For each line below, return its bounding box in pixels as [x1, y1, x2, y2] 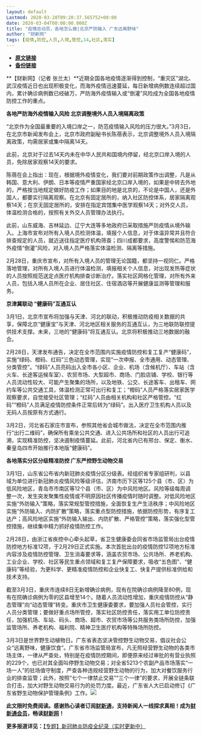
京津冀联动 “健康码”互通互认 [6, 300, 77, 307]
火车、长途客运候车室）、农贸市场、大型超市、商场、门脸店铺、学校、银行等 [6, 371, 194, 378]
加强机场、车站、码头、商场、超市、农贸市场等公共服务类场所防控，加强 [16, 616, 196, 623]
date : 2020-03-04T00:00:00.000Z [6, 20, 87, 26]
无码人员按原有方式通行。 [6, 409, 70, 416]
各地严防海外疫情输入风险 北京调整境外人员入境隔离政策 [6, 110, 145, 117]
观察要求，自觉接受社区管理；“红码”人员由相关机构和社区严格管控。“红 [6, 393, 182, 401]
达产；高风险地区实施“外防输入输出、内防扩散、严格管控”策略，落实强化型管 [6, 515, 195, 522]
